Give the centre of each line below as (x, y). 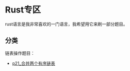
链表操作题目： (20, 53)
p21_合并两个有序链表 (33, 63)
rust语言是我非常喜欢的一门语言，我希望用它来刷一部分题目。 (66, 24)
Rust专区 (23, 10)
